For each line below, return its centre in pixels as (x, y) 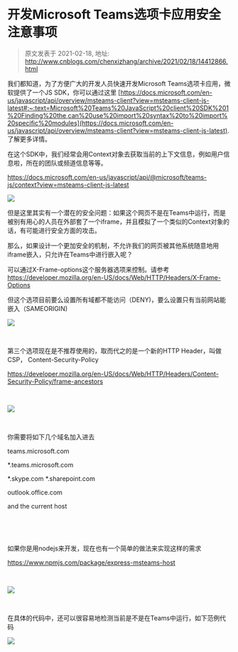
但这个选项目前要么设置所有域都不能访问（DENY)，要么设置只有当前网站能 (117, 300)
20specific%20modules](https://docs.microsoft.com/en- (91, 123)
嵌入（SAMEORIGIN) (38, 308)
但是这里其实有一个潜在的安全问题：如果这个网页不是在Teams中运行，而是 (117, 212)
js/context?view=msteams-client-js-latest (68, 185)
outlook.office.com (35, 492)
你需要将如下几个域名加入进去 (51, 437)
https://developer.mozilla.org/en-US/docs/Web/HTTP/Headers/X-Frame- (114, 277)
